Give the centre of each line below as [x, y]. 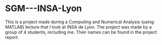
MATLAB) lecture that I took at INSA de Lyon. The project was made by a [79, 27]
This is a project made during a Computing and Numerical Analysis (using [80, 22]
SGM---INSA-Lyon [43, 8]
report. [12, 37]
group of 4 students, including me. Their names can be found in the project [81, 32]
